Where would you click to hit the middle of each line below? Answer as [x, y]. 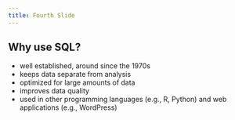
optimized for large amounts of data [77, 82]
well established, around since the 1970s [85, 66]
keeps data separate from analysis [75, 75]
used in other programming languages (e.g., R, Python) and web [123, 100]
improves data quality [54, 91]
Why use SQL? [45, 47]
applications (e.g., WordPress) [68, 107]
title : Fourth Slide [42, 15]
